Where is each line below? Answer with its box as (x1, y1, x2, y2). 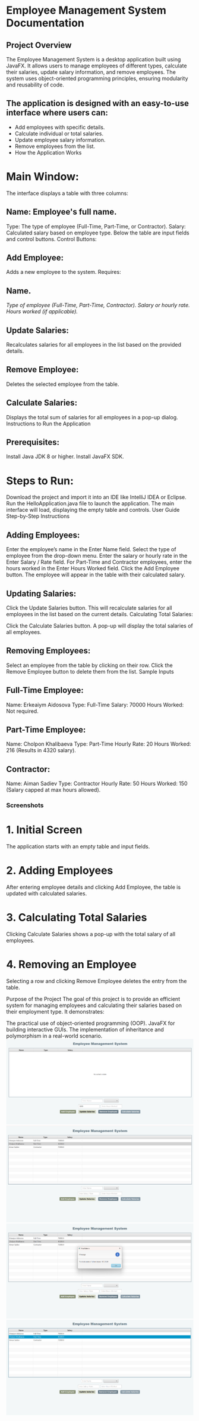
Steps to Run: (6, 474, 74, 487)
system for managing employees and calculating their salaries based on (6, 1002, 182, 1009)
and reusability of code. (6, 81, 64, 88)
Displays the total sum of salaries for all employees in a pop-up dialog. (6, 413, 178, 421)
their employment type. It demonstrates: (6, 1008, 105, 1015)
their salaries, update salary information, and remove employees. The (6, 69, 176, 75)
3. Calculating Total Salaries (6, 911, 147, 925)
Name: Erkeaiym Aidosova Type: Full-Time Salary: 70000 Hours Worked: (6, 701, 184, 708)
